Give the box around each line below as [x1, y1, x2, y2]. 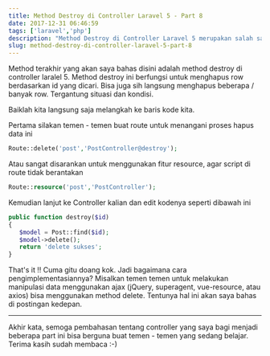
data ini [8, 129, 33, 139]
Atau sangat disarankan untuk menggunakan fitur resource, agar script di [8, 159, 251, 169]
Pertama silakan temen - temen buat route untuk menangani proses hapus [8, 121, 255, 130]
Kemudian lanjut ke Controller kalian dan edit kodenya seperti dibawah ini [8, 198, 252, 207]
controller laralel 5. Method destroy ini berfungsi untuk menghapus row [8, 72, 243, 82]
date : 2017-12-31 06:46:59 [8, 19, 99, 27]
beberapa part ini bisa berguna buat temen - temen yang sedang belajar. [8, 331, 249, 341]
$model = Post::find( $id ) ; [18, 228, 110, 236]
